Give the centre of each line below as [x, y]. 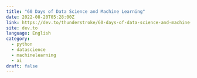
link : [13, 22]
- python [22, 45]
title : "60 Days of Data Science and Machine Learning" [76, 11]
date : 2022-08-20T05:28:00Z [40, 17]
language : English [28, 33]
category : [18, 39]
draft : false [22, 66]
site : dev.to [22, 28]
